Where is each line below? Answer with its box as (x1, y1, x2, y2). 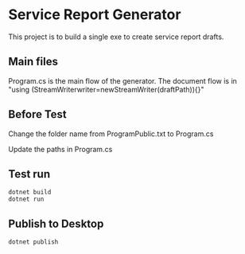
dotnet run (8, 195, 45, 204)
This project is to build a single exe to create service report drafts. (8, 32, 224, 41)
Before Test (8, 107, 68, 121)
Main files (8, 55, 58, 68)
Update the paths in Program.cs (8, 144, 113, 154)
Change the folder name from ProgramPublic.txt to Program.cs (8, 129, 214, 139)
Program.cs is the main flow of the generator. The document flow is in (8, 76, 237, 85)
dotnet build (8, 189, 52, 197)
